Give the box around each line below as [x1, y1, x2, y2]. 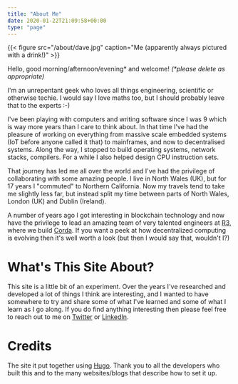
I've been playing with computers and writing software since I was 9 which [7, 115, 227, 123]
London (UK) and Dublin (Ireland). [7, 197, 107, 206]
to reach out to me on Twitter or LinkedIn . [7, 313, 129, 321]
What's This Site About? [7, 258, 155, 275]
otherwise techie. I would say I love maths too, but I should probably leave [7, 94, 225, 102]
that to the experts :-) [7, 101, 71, 110]
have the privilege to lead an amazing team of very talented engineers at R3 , [7, 218, 232, 227]
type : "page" [7, 24, 46, 31]
